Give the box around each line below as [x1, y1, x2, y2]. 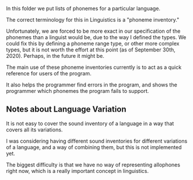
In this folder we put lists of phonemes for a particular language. [6, 5, 161, 12]
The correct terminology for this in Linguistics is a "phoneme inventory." [6, 16, 180, 23]
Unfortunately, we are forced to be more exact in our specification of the [6, 27, 181, 34]
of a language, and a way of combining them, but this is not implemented [6, 143, 182, 151]
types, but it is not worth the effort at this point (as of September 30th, [6, 46, 175, 53]
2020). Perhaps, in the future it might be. [6, 53, 105, 59]
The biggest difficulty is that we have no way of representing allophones [6, 161, 180, 168]
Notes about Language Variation [6, 105, 127, 115]
